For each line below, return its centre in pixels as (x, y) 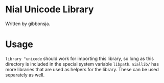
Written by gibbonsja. (28, 24)
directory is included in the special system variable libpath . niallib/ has (82, 64)
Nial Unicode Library (50, 9)
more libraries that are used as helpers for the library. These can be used (82, 69)
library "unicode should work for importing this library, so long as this (80, 58)
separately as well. (25, 75)
